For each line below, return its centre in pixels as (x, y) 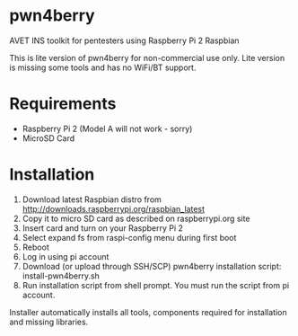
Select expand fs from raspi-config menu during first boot (129, 237)
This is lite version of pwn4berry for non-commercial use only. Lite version (147, 57)
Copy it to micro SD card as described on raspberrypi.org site (136, 218)
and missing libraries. (49, 322)
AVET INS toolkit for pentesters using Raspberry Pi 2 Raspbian (124, 40)
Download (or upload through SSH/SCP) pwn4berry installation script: (152, 266)
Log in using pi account (66, 256)
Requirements (63, 104)
